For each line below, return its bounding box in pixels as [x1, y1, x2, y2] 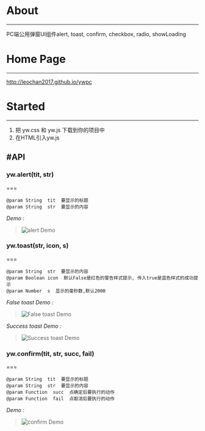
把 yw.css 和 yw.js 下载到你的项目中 [15, 126, 105, 133]
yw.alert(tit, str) [6, 171, 54, 179]
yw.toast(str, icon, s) [6, 241, 69, 250]
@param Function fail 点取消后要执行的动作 [6, 396, 115, 402]
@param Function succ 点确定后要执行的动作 [6, 389, 115, 396]
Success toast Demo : [6, 322, 62, 330]
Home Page [6, 53, 66, 66]
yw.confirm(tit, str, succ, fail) [6, 349, 95, 358]
